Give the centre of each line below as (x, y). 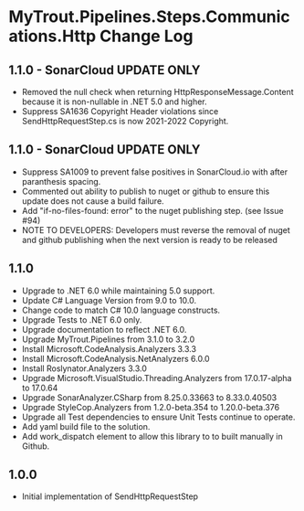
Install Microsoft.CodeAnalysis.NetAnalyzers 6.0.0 (116, 358)
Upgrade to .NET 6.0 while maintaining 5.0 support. (118, 291)
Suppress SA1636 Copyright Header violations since (120, 111)
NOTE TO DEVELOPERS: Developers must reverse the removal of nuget (156, 229)
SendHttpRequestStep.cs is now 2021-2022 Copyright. (125, 121)
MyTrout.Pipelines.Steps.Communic (150, 17)
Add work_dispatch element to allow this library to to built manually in (152, 436)
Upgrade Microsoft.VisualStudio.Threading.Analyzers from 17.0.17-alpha (157, 378)
